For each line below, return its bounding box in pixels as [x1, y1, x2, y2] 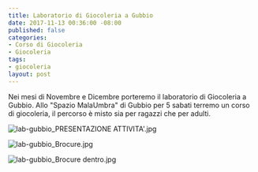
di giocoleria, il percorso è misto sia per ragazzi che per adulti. [8, 108, 211, 118]
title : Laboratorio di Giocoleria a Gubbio [8, 11, 154, 20]
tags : [8, 56, 26, 64]
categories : [8, 33, 47, 42]
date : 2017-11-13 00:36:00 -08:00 [8, 19, 122, 27]
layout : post [8, 70, 51, 78]
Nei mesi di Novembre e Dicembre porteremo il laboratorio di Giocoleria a [8, 92, 247, 101]
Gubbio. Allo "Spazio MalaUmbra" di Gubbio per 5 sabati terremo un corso [8, 100, 250, 110]
